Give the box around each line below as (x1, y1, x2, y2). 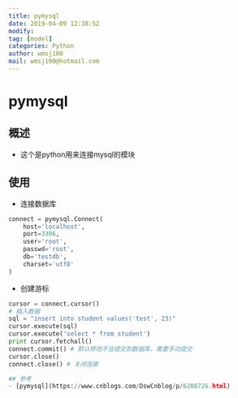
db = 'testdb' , (23, 253, 67, 261)
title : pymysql (8, 11, 60, 20)
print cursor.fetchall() (8, 338, 93, 346)
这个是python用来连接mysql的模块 (19, 149, 136, 159)
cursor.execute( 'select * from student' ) (8, 330, 151, 338)
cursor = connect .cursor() (8, 300, 100, 308)
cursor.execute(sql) (8, 322, 79, 331)
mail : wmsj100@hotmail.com (8, 58, 100, 66)
